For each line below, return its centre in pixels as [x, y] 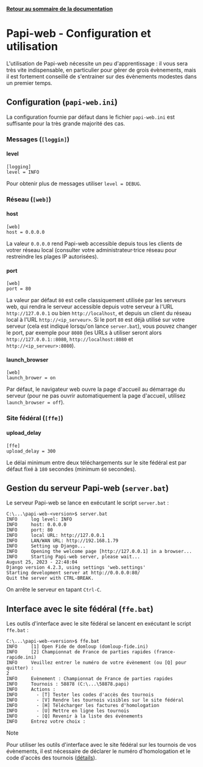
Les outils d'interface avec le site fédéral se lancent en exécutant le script [99, 624]
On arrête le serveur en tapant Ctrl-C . [54, 590]
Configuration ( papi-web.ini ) [62, 102]
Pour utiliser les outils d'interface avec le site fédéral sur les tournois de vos [101, 745]
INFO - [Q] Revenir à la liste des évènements [75, 716]
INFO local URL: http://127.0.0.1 [55, 535]
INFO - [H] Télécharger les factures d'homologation [83, 706]
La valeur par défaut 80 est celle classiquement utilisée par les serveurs [96, 300]
